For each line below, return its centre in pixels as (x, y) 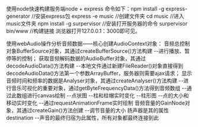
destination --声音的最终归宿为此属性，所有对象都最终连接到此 (82, 118)
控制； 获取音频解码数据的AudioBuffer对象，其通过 (84, 58)
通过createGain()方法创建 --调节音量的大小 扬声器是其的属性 (95, 110)
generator (18, 16)
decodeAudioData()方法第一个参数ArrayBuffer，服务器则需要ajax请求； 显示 (99, 73)
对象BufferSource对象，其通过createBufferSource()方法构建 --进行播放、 (95, 51)
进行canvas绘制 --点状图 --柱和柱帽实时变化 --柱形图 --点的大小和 (108, 96)
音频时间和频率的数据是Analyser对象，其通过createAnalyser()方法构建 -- (95, 81)
